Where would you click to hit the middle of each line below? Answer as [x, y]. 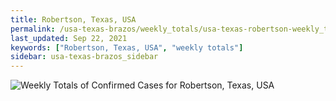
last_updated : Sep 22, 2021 [69, 38]
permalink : [33, 29]
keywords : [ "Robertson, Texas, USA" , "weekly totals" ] [127, 47]
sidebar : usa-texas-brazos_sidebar [84, 57]
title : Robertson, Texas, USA [73, 19]
